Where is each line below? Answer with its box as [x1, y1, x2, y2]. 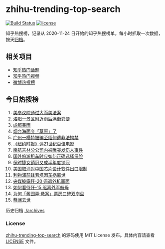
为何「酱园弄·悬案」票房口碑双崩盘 [12, 191, 84, 197]
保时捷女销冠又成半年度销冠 [12, 159, 70, 165]
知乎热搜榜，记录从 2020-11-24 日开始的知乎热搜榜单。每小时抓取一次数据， [5, 30, 163, 36]
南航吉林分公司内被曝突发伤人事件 [12, 147, 83, 153]
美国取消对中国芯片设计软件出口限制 [12, 166, 88, 172]
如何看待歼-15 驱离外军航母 [12, 184, 69, 190]
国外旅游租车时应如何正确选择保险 [12, 153, 83, 159]
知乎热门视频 [12, 73, 39, 79]
